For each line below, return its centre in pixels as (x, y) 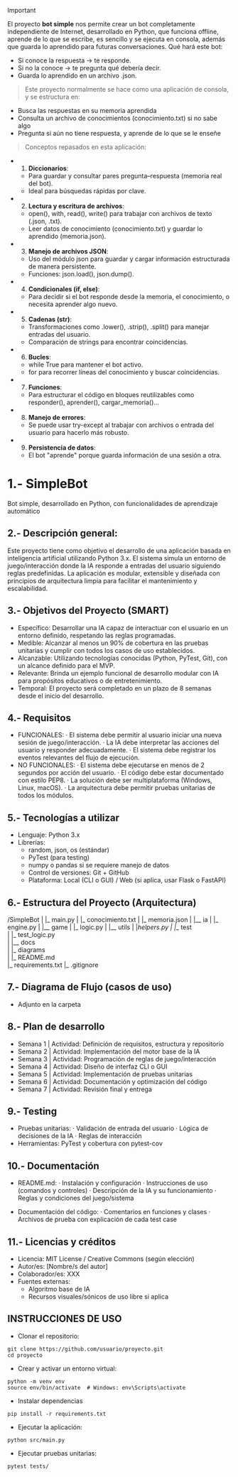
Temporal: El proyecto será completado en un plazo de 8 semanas (114, 688)
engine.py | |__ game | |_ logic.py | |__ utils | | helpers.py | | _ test (99, 927)
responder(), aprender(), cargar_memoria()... (94, 402)
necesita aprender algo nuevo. (73, 304)
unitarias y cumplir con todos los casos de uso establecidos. (106, 650)
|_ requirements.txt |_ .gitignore (53, 965)
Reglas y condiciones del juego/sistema (76, 1198)
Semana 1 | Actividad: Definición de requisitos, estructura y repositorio (121, 1044)
